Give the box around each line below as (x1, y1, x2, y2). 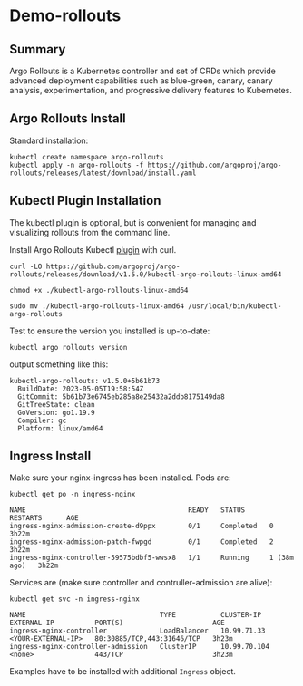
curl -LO (9, 262, 43, 271)
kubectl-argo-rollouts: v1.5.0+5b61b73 (9, 376, 161, 385)
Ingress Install (9, 449, 92, 464)
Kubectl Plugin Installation (9, 193, 161, 208)
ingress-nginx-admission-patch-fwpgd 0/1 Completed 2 (9, 537, 274, 546)
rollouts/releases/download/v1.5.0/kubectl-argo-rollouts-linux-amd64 (9, 269, 282, 279)
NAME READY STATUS (9, 506, 246, 515)
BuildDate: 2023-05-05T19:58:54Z (17, 384, 144, 393)
